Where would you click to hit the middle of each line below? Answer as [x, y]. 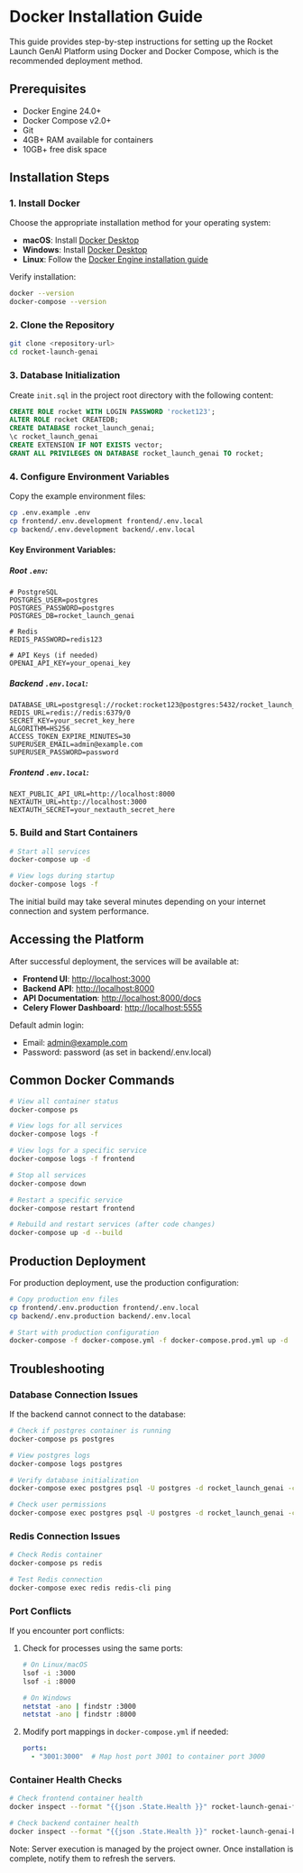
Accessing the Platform [77, 940]
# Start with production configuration [84, 1333]
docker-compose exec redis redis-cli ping [90, 1588]
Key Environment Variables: [63, 550]
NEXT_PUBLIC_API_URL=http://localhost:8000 [92, 794]
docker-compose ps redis [56, 1564]
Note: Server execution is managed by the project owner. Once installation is [151, 1849]
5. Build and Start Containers [73, 833]
